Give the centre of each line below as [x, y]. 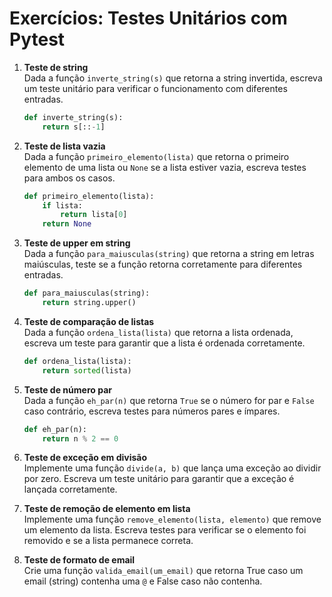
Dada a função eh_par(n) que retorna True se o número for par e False [169, 400]
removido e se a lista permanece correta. [108, 541]
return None [67, 224]
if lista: [62, 205]
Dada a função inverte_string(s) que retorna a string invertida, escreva [173, 78]
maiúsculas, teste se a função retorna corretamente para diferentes [163, 264]
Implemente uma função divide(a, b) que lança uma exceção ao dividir [172, 468]
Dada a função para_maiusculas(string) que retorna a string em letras [169, 254]
